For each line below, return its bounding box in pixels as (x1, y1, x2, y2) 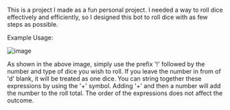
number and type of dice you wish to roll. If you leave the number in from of (7, 68, 221, 75)
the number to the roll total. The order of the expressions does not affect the (7, 89, 223, 97)
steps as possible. (7, 20, 58, 28)
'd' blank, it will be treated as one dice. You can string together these (7, 74, 202, 83)
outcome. (7, 96, 34, 105)
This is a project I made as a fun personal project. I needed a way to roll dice (7, 6, 223, 14)
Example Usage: (7, 33, 54, 42)
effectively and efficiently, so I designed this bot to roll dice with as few (7, 13, 208, 21)
